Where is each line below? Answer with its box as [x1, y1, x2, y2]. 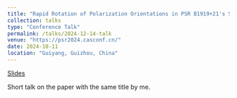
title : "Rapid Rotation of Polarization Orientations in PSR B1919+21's [7, 10, 226, 18]
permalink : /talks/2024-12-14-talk [7, 30, 112, 37]
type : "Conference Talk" [7, 23, 80, 30]
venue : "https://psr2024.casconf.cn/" [7, 37, 121, 44]
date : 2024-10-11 [7, 43, 59, 50]
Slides [7, 68, 25, 78]
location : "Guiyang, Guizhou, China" [7, 50, 119, 57]
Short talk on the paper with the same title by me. [7, 82, 151, 91]
